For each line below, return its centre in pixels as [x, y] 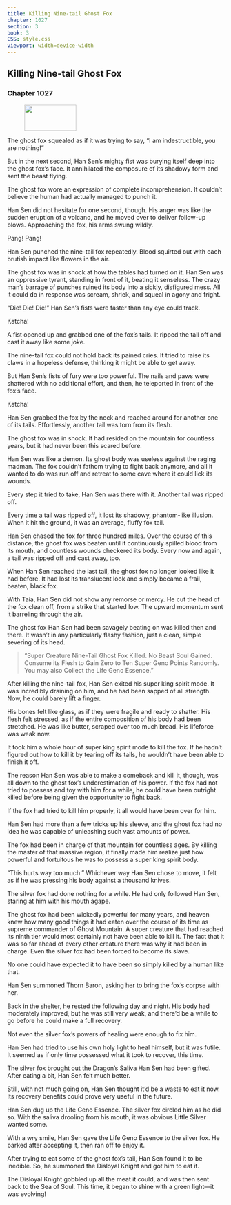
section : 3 [23, 26]
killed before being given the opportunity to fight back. [85, 797]
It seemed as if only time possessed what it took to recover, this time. [106, 1054]
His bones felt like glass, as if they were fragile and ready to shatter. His [109, 711]
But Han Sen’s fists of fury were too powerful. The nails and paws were [108, 376]
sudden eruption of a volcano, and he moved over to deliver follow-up [107, 217]
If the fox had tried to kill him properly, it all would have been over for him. [112, 810]
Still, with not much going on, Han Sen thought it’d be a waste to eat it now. [114, 1089]
